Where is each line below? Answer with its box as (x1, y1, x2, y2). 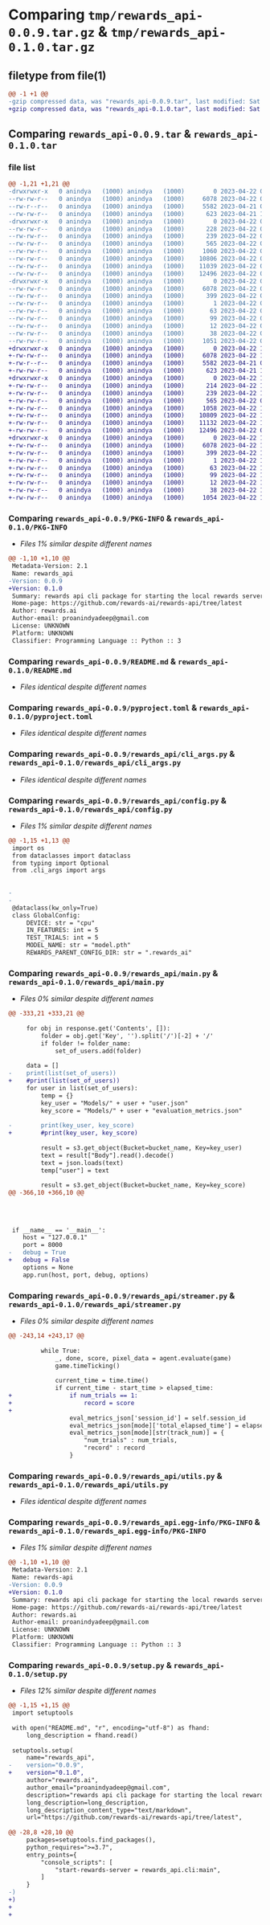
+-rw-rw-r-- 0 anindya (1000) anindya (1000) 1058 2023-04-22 (8, 404, 257, 412)
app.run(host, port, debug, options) (22, 1271, 149, 1279)
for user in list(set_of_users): (26, 1084, 138, 1092)
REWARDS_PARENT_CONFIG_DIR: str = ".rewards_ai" (26, 949, 193, 957)
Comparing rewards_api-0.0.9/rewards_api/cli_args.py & (8, 749, 235, 760)
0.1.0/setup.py (8, 1670, 68, 1678)
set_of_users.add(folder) (55, 1047, 142, 1055)
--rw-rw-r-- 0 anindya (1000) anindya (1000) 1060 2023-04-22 (8, 247, 257, 255)
